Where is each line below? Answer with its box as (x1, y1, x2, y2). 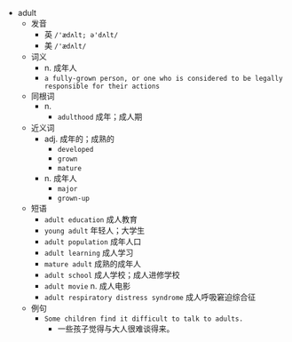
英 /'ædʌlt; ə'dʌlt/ (43, 29, 118, 39)
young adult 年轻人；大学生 (43, 226, 146, 235)
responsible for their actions (43, 82, 160, 91)
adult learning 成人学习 (43, 248, 134, 258)
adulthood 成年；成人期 (57, 111, 143, 122)
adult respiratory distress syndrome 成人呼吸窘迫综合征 (43, 292, 256, 302)
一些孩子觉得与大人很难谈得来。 (57, 323, 175, 334)
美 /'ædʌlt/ (43, 40, 87, 51)
